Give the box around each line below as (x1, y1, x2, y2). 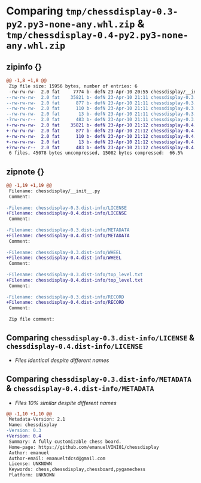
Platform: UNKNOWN (8, 472, 55, 478)
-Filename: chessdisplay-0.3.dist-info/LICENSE (6, 205, 127, 211)
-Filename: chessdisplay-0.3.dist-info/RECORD (6, 294, 124, 300)
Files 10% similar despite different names (14, 399, 117, 406)
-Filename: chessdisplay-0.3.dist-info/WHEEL (6, 249, 121, 255)
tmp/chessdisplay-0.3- (65, 6, 178, 17)
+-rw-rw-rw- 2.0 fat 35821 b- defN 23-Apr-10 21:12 (6, 122, 148, 128)
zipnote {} (6, 167, 45, 177)
